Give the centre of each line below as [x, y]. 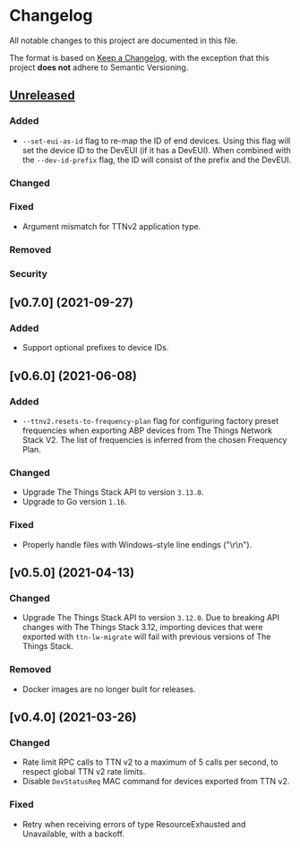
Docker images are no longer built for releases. [109, 689]
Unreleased [43, 95]
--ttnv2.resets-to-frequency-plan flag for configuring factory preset [150, 421]
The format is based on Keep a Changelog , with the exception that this [139, 57]
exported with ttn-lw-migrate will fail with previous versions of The [146, 636]
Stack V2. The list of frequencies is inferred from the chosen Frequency [154, 440]
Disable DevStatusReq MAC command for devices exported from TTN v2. [156, 782]
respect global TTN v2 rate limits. [84, 772]
